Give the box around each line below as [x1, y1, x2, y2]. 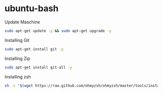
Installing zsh [4, 74, 31, 79]
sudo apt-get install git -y [4, 47, 64, 52]
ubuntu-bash [4, 3, 59, 14]
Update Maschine [4, 19, 40, 25]
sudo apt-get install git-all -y [4, 65, 72, 70]
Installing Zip [4, 56, 30, 61]
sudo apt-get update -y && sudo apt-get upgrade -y [4, 28, 111, 33]
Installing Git [4, 37, 30, 43]
